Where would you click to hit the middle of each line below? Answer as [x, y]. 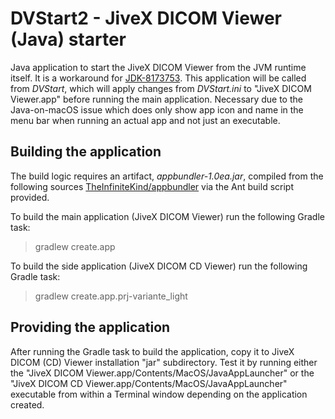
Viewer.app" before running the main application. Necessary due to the [156, 99]
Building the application [86, 152]
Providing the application [90, 327]
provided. [30, 197]
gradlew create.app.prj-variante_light [111, 296]
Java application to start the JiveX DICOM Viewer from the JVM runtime [158, 67]
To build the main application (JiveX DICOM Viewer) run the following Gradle [167, 216]
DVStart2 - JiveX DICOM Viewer [146, 18]
